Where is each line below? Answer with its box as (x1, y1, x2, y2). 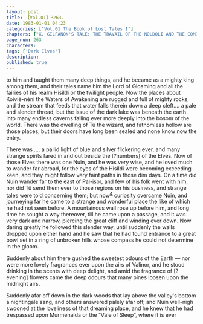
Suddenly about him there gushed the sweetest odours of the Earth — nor (6, 254, 190, 262)
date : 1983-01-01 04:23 (6, 20, 66, 26)
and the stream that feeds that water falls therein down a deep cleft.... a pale (6, 102, 196, 109)
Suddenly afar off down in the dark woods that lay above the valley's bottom (6, 292, 196, 299)
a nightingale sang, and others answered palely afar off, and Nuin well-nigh (6, 299, 193, 306)
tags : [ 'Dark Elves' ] (6, 48, 61, 54)
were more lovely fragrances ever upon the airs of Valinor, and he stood (6, 261, 185, 268)
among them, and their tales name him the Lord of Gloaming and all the (6, 82, 183, 89)
